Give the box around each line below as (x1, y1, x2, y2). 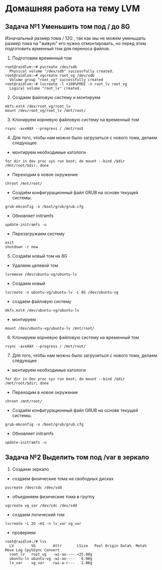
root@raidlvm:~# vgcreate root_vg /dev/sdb (5, 73, 95, 78)
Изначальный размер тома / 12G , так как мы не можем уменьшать (5, 35, 146, 41)
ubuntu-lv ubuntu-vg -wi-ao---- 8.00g (9, 556, 92, 561)
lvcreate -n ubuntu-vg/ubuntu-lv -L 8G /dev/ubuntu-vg (5, 290, 119, 295)
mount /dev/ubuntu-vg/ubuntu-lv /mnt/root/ (5, 326, 95, 331)
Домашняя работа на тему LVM (5, 3, 140, 14)
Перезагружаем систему (12, 231, 65, 237)
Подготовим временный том (12, 55, 72, 61)
